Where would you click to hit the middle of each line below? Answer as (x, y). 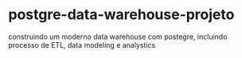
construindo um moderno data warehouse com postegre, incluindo (118, 37)
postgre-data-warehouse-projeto (121, 15)
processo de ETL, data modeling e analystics (82, 44)
